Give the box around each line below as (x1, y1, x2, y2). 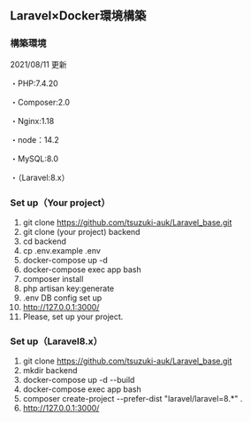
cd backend (22, 236, 67, 246)
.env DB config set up (22, 292, 103, 303)
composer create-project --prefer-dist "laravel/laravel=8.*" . (22, 394, 243, 404)
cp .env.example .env (22, 245, 101, 255)
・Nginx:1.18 (10, 115, 55, 126)
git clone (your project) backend (22, 226, 141, 237)
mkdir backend (22, 365, 78, 376)
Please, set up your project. (22, 311, 124, 322)
